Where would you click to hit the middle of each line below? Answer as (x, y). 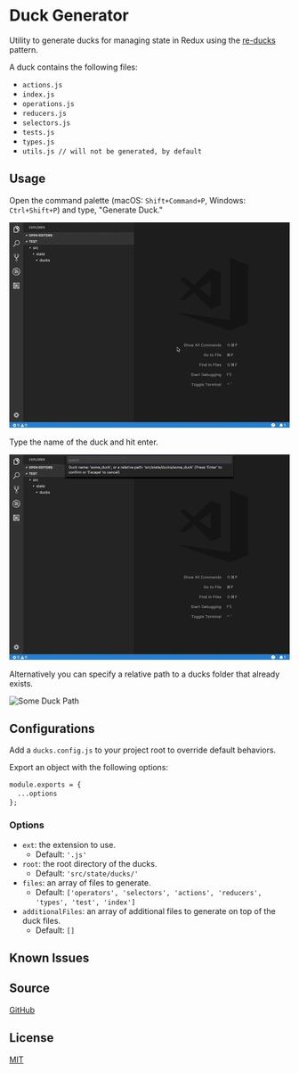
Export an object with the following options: (89, 768)
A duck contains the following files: (73, 67)
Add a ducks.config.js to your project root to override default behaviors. (143, 750)
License (32, 1038)
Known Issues (49, 958)
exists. (21, 683)
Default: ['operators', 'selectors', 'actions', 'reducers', (149, 892)
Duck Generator (69, 16)
